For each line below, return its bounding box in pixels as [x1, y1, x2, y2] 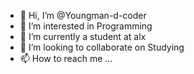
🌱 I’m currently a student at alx [19, 31, 147, 42]
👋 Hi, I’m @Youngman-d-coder [19, 10, 147, 21]
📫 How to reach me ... [19, 53, 113, 64]
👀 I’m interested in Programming [19, 20, 153, 32]
